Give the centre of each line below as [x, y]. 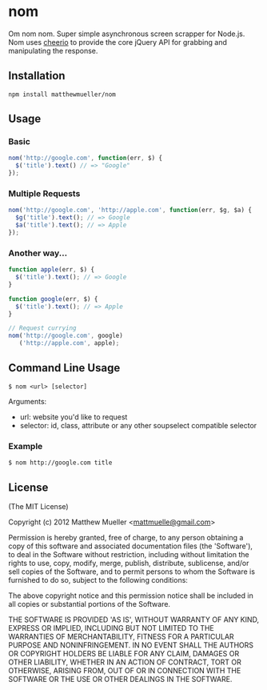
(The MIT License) [39, 506]
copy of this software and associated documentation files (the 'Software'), [131, 546]
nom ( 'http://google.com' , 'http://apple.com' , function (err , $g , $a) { [130, 211]
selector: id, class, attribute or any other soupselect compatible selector [138, 425]
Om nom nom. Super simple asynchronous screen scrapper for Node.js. [127, 34]
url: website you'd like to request [74, 417]
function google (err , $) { [53, 299]
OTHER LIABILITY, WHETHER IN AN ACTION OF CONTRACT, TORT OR [125, 662]
